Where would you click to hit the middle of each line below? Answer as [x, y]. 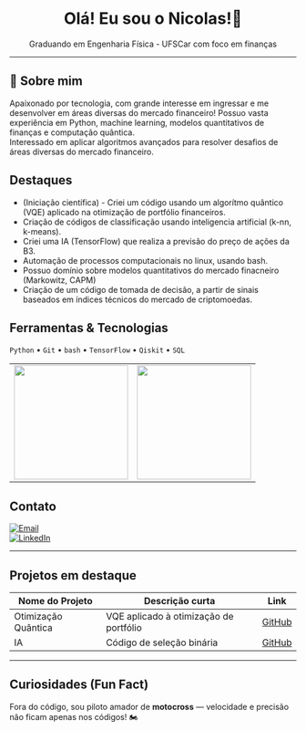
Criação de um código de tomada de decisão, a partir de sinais [141, 289]
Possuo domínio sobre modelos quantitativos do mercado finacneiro [151, 270]
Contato [33, 506]
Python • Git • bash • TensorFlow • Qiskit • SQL [97, 350]
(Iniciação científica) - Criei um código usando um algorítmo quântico [153, 202]
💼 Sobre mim [46, 81]
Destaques [41, 180]
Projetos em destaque [73, 575]
